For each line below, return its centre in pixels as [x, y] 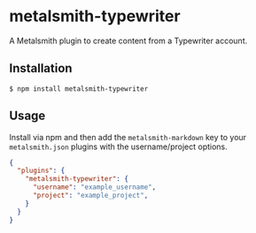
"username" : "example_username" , [94, 187]
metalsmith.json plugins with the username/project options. [118, 147]
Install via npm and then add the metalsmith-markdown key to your [128, 137]
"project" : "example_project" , [90, 196]
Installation [41, 68]
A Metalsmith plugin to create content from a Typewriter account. [128, 41]
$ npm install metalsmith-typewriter [79, 89]
